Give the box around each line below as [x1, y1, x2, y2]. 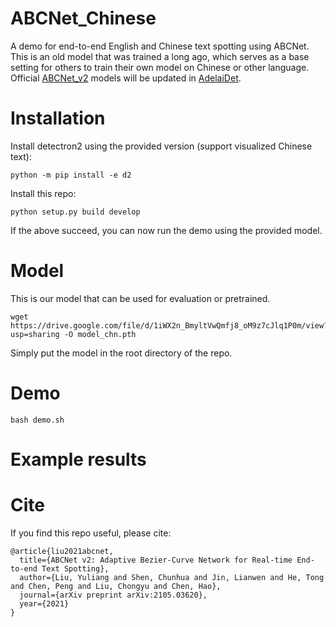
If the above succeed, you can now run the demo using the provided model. [10, 224, 323, 236]
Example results [10, 448, 147, 471]
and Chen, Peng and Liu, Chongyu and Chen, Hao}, [10, 581, 222, 591]
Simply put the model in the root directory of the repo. [10, 347, 233, 359]
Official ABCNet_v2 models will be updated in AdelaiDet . [10, 72, 242, 84]
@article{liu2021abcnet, [10, 546, 114, 556]
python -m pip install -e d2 [10, 170, 132, 180]
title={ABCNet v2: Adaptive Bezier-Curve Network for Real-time [19, 555, 293, 565]
